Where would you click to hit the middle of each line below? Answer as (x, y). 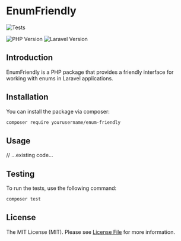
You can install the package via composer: (58, 111)
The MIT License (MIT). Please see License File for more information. (90, 232)
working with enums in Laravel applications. (60, 78)
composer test (24, 199)
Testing (20, 174)
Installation (27, 97)
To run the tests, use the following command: (61, 188)
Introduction (30, 58)
